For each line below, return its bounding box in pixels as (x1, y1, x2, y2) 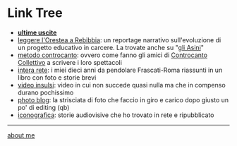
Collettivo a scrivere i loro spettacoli (17, 58, 122, 66)
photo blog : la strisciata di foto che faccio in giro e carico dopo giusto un (17, 95, 229, 104)
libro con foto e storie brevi (17, 73, 97, 82)
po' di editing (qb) (17, 103, 70, 111)
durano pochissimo (17, 88, 74, 97)
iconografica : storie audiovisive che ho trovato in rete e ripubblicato (17, 111, 214, 119)
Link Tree (7, 5, 63, 21)
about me (7, 130, 35, 139)
